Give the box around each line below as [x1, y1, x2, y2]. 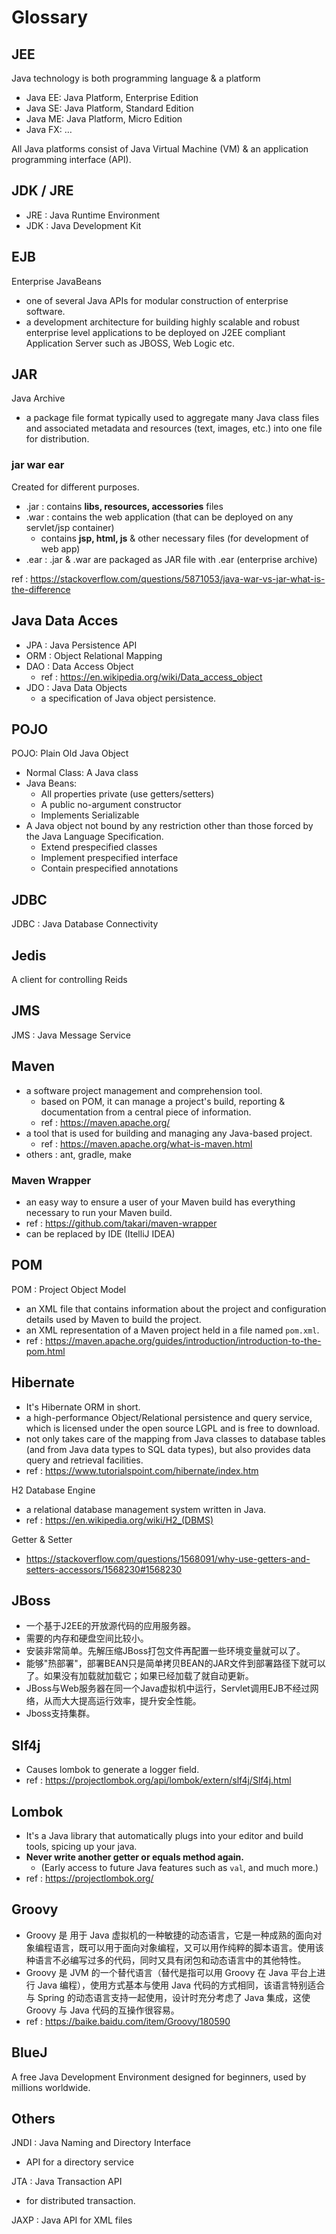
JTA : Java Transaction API [11, 2176, 123, 2188]
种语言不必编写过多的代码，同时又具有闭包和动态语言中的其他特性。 [25, 1954, 307, 1966]
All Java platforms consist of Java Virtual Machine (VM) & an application [11, 143, 309, 155]
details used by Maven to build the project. [25, 1313, 202, 1325]
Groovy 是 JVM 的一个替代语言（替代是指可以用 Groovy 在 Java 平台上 [25, 1966, 318, 1978]
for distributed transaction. [25, 2195, 136, 2207]
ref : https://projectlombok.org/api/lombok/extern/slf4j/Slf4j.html [25, 1774, 292, 1786]
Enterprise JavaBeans [11, 275, 102, 287]
